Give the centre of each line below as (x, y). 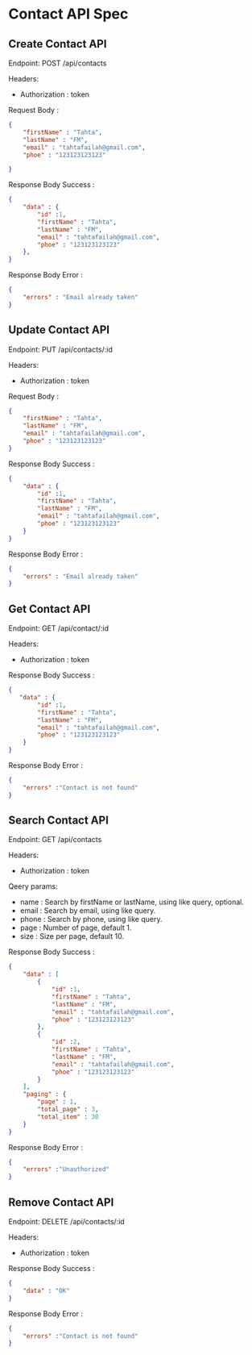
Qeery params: (33, 886)
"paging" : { (45, 1094)
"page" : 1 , (58, 1102)
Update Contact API (59, 330)
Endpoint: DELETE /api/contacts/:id (66, 1222)
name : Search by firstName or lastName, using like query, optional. (132, 902)
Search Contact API (58, 821)
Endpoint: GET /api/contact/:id (58, 628)
